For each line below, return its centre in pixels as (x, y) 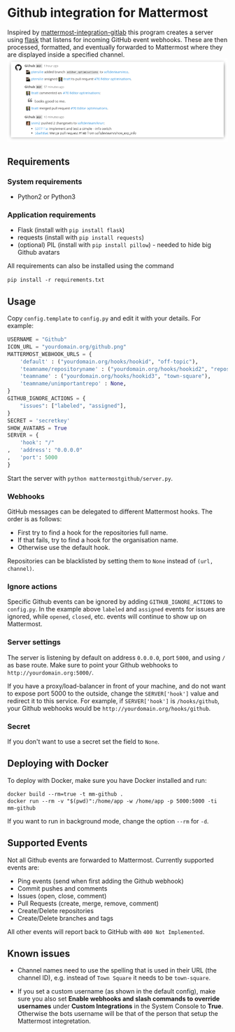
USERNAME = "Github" (37, 340)
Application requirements (52, 215)
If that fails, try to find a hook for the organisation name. (98, 540)
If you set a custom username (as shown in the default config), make (116, 991)
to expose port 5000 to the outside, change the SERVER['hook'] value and (113, 693)
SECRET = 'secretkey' (39, 420)
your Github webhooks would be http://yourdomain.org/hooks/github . (109, 708)
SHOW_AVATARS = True (37, 428)
